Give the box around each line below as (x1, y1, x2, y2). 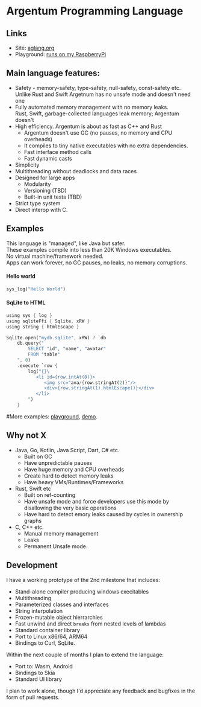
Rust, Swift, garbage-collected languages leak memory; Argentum (14, 110, 179, 117)
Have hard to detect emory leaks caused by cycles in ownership (23, 510, 184, 517)
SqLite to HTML (6, 299, 46, 306)
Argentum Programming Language (6, 4, 184, 18)
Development (6, 560, 58, 571)
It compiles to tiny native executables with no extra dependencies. (23, 142, 188, 149)
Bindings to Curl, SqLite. (14, 639, 75, 647)
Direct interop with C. (14, 206, 68, 213)
